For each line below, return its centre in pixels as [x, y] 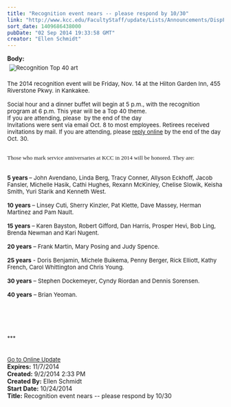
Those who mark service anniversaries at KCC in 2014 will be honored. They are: [101, 158]
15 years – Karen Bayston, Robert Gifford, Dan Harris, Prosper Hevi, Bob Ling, [112, 225]
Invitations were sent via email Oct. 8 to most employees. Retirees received [108, 125]
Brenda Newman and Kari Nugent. [53, 232]
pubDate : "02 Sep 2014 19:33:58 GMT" [61, 33]
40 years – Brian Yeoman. [42, 294]
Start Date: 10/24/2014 [40, 388]
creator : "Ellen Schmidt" [44, 39]
